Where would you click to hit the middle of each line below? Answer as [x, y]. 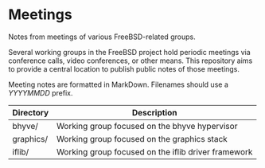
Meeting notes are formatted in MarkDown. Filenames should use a [118, 84]
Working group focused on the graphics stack [142, 139]
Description [154, 112]
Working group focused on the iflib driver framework [154, 151]
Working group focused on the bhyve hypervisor [147, 126]
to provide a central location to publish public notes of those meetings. [124, 68]
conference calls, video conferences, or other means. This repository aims [131, 61]
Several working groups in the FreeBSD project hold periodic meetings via [129, 52]
